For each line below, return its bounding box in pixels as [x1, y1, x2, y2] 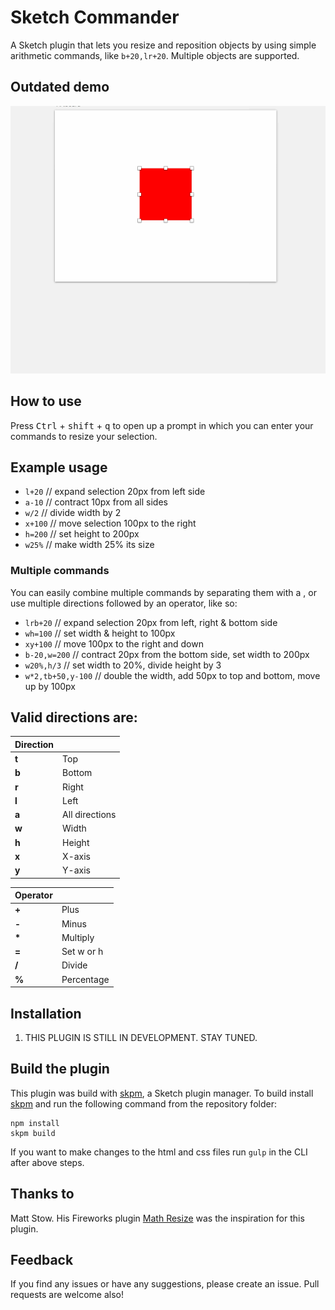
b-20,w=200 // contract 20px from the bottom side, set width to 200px [24, 648, 310, 660]
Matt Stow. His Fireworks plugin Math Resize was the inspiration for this [10, 1212, 305, 1224]
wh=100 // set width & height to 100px [24, 627, 176, 639]
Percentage [61, 973, 110, 985]
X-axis [62, 850, 91, 862]
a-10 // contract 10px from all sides [24, 496, 168, 508]
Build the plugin [10, 1061, 110, 1078]
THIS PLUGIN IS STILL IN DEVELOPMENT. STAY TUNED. [24, 1031, 258, 1043]
